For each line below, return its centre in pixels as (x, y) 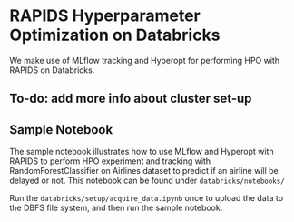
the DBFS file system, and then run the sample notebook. (116, 208)
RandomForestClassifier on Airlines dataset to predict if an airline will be (144, 171)
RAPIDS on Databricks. (52, 70)
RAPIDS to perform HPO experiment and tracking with (110, 161)
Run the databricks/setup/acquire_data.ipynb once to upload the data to (147, 198)
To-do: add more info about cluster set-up (131, 99)
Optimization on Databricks (115, 35)
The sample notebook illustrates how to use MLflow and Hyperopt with (142, 152)
